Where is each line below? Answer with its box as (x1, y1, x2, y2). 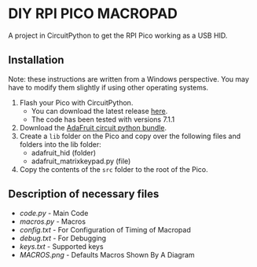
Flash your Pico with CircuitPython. (19, 97, 134, 107)
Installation (8, 53, 64, 67)
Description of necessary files (8, 188, 160, 201)
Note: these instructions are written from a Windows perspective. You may (8, 74, 250, 83)
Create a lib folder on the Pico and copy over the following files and (19, 131, 241, 141)
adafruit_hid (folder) (31, 148, 97, 157)
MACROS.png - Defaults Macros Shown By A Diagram (19, 250, 195, 259)
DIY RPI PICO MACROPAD (8, 5, 178, 23)
